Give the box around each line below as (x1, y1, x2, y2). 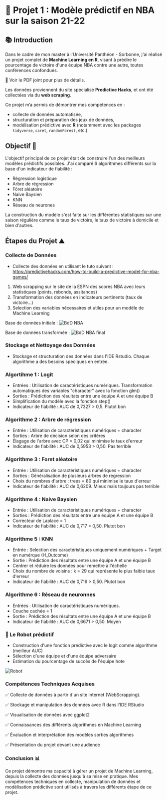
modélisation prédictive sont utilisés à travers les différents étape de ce (5, 784, 152, 790)
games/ (12, 273, 28, 279)
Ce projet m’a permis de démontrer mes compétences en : (5, 102, 125, 107)
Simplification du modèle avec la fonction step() (12, 398, 111, 404)
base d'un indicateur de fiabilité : (5, 165, 73, 171)
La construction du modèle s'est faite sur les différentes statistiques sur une (5, 211, 162, 217)
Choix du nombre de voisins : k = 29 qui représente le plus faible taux (12, 568, 156, 574)
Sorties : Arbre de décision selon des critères (12, 432, 106, 439)
